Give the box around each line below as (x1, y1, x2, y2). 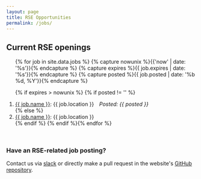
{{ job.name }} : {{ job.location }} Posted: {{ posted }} (14, 100, 149, 108)
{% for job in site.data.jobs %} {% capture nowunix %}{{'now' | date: (14, 58, 186, 65)
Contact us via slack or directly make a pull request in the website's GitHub (6, 160, 193, 167)
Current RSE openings (6, 42, 91, 52)
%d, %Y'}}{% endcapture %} (14, 77, 88, 85)
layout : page (6, 8, 39, 15)
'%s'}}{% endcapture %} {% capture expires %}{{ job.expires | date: (14, 64, 185, 72)
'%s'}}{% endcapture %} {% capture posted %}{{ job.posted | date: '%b (14, 71, 196, 78)
